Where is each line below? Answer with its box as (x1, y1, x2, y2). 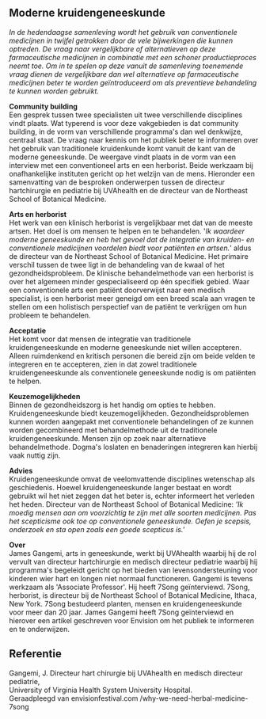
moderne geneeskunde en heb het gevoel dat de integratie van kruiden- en (9, 234, 255, 244)
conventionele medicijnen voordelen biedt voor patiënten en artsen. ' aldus (9, 243, 252, 253)
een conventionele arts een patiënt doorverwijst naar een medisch (9, 285, 226, 295)
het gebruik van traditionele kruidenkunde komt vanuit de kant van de (9, 143, 236, 153)
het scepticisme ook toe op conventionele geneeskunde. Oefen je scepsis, (9, 516, 252, 526)
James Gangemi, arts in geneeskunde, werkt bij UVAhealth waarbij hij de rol (9, 548, 256, 557)
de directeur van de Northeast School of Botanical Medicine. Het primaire (9, 251, 249, 261)
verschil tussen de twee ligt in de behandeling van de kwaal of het (9, 260, 225, 269)
